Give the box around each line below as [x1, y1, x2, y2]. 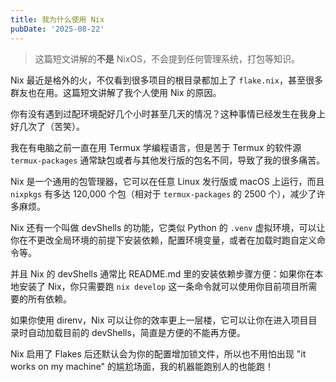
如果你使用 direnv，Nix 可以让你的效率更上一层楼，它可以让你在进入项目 [10, 314, 309, 326]
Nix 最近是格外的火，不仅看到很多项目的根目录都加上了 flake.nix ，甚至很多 [10, 74, 323, 86]
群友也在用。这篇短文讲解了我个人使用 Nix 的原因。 [10, 86, 222, 98]
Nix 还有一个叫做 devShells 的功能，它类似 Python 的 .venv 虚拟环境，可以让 [10, 221, 326, 233]
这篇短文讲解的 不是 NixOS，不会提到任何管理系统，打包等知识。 [34, 52, 301, 65]
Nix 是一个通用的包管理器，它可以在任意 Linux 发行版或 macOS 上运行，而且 [10, 175, 325, 187]
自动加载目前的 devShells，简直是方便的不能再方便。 [27, 326, 246, 338]
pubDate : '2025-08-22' [10, 24, 105, 34]
